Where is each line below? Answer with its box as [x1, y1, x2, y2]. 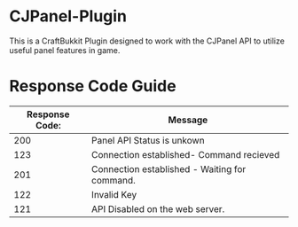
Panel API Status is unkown [91, 134, 206, 146]
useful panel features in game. [9, 44, 121, 55]
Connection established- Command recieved [91, 148, 280, 160]
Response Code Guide [9, 76, 176, 97]
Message [168, 113, 208, 126]
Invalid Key [91, 188, 137, 200]
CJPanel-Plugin [9, 6, 127, 27]
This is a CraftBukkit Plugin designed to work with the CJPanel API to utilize [9, 35, 286, 46]
